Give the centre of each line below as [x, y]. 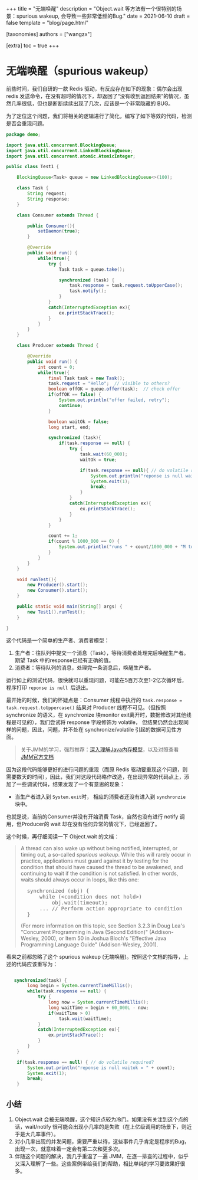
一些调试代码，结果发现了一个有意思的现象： [70, 784]
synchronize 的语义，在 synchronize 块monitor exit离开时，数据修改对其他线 [99, 714]
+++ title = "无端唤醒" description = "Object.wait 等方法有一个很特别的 [91, 9]
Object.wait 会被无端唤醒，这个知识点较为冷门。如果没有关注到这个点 [99, 1119]
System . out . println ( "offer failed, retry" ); [114, 400]
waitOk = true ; [98, 460]
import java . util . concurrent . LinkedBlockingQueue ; [70, 150]
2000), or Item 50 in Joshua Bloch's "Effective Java [104, 938]
